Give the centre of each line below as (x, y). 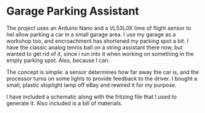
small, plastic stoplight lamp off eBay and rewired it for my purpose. (91, 85)
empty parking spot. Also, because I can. (58, 60)
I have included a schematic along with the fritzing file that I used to (92, 97)
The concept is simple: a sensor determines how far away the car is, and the (103, 72)
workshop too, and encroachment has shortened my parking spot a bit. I (97, 41)
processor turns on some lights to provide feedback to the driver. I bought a (102, 78)
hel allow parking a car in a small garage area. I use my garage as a (91, 34)
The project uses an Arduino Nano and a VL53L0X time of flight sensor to (99, 28)
